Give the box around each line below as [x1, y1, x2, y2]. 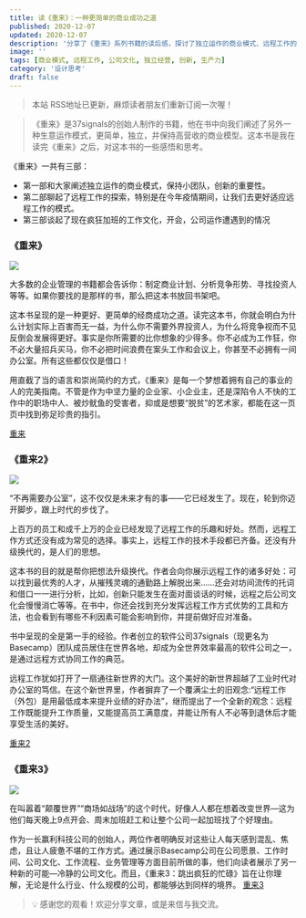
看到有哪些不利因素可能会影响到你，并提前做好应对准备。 [40, 611, 257, 622]
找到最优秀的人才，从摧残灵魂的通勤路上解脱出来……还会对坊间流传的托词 [16, 577, 295, 589]
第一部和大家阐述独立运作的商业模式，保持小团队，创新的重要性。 [22, 180, 270, 191]
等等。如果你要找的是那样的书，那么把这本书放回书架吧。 [9, 290, 225, 301]
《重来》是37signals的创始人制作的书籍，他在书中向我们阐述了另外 [31, 118, 284, 129]
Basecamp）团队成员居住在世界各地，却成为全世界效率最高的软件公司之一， [9, 642, 297, 653]
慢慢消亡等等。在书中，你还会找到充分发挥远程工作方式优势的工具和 [25, 600, 280, 611]
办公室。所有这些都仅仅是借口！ [9, 355, 129, 366]
